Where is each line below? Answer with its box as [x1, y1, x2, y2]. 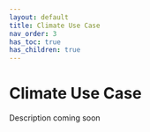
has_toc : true [9, 37, 62, 47]
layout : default [9, 12, 69, 22]
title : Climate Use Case [9, 21, 101, 30]
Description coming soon [9, 113, 101, 123]
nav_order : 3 [9, 29, 57, 38]
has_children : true [9, 46, 81, 55]
